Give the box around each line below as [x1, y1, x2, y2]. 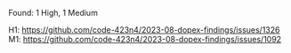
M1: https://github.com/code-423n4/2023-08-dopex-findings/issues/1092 [8, 34, 282, 44]
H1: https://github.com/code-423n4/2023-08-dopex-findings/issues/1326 [8, 25, 280, 34]
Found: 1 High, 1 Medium [8, 8, 99, 18]
